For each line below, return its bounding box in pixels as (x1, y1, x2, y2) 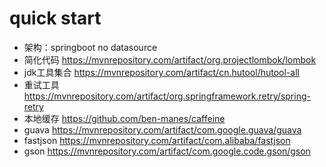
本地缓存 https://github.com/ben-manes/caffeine (23, 112, 226, 124)
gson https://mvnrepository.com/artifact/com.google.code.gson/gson (23, 145, 311, 157)
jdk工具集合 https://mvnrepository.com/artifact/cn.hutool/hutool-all (23, 66, 300, 78)
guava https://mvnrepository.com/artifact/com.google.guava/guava (23, 123, 302, 136)
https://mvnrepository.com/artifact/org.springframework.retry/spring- (23, 90, 311, 102)
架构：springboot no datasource (23, 41, 158, 53)
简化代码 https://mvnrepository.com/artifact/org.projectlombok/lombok (23, 53, 317, 66)
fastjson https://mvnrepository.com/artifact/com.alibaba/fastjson (23, 134, 291, 146)
